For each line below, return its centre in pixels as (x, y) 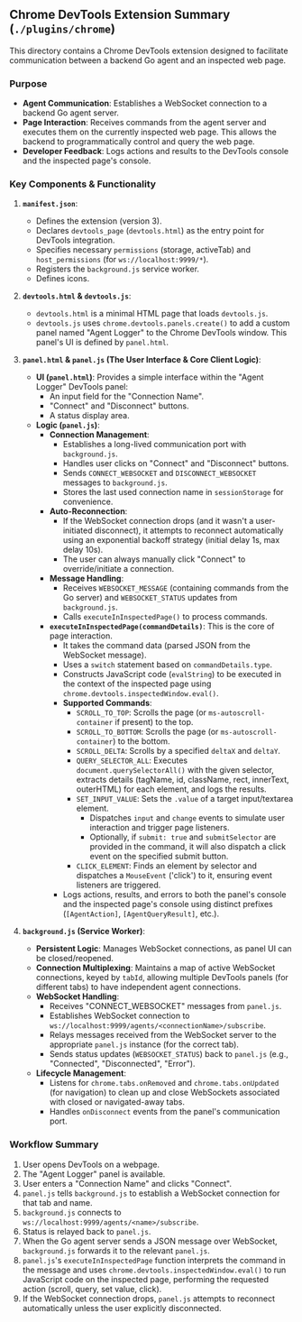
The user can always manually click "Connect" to (154, 559)
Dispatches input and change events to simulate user (188, 818)
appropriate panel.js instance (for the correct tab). (144, 1044)
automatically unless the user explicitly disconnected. (122, 1308)
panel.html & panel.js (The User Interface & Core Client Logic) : (142, 360)
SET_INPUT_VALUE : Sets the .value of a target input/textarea (185, 799)
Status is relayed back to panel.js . (87, 1231)
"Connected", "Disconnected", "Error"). (122, 1064)
